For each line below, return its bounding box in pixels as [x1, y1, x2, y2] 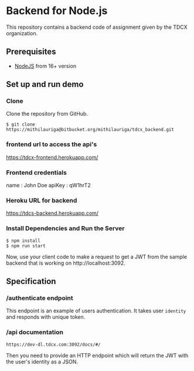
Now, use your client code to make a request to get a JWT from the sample [6, 253, 188, 260]
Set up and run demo [6, 79, 84, 89]
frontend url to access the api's [6, 140, 97, 149]
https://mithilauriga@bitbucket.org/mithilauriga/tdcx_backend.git [6, 127, 175, 133]
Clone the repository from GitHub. [6, 110, 88, 117]
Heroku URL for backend [6, 196, 77, 204]
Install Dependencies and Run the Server [6, 224, 125, 232]
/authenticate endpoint [6, 294, 73, 302]
